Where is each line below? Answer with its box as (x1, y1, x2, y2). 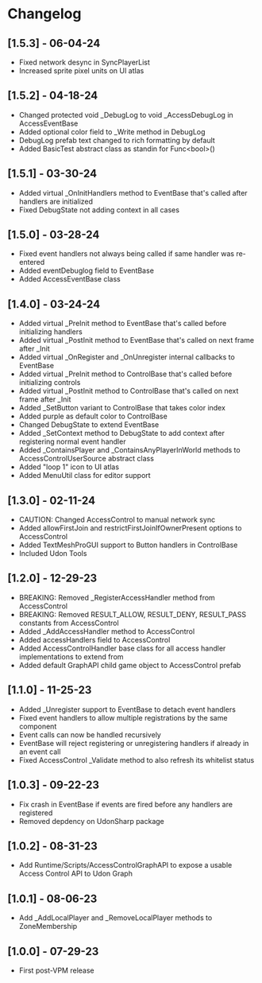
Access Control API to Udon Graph (18, 868, 133, 879)
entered (18, 258, 45, 267)
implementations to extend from (18, 651, 124, 661)
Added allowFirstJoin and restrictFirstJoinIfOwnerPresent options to (18, 523, 242, 533)
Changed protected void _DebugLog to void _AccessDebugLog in (18, 110, 233, 119)
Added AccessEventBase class (18, 274, 121, 284)
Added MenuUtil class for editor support (18, 471, 152, 480)
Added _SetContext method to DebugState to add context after (18, 429, 225, 438)
